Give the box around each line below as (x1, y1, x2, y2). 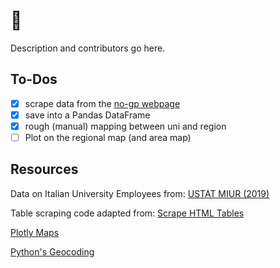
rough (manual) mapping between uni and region (24, 120, 227, 132)
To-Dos (10, 71, 58, 88)
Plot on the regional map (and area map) (24, 131, 192, 143)
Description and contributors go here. (10, 42, 166, 54)
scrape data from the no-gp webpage (24, 97, 181, 109)
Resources (10, 161, 79, 178)
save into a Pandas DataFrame (24, 109, 151, 121)
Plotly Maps (10, 226, 60, 238)
